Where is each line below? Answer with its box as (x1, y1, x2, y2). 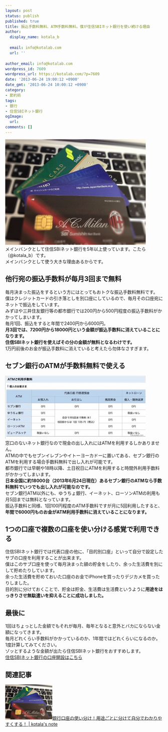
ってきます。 (18, 629, 44, 635)
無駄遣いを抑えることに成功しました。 (27, 592, 106, 598)
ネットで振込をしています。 (5, 301, 62, 307)
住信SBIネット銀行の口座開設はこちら (5, 654, 83, 660)
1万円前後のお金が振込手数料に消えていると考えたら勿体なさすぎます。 (5, 345, 151, 351)
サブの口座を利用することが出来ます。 (5, 555, 84, 561)
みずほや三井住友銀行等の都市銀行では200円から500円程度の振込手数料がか (5, 308, 162, 314)
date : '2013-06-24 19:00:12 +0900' (5, 77, 80, 82)
